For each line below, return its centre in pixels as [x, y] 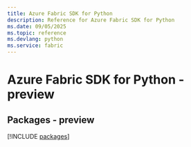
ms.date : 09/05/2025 [37, 26]
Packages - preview [51, 120]
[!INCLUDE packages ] [38, 136]
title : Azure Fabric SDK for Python [60, 13]
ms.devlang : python [35, 39]
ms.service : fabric [35, 46]
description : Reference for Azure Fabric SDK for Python [91, 20]
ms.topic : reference [37, 33]
